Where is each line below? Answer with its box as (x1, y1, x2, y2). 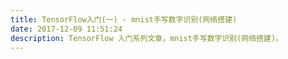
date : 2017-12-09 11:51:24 (10, 24, 123, 34)
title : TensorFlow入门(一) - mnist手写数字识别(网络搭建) (10, 14, 238, 25)
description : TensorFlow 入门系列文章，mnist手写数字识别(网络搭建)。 (10, 33, 283, 43)
